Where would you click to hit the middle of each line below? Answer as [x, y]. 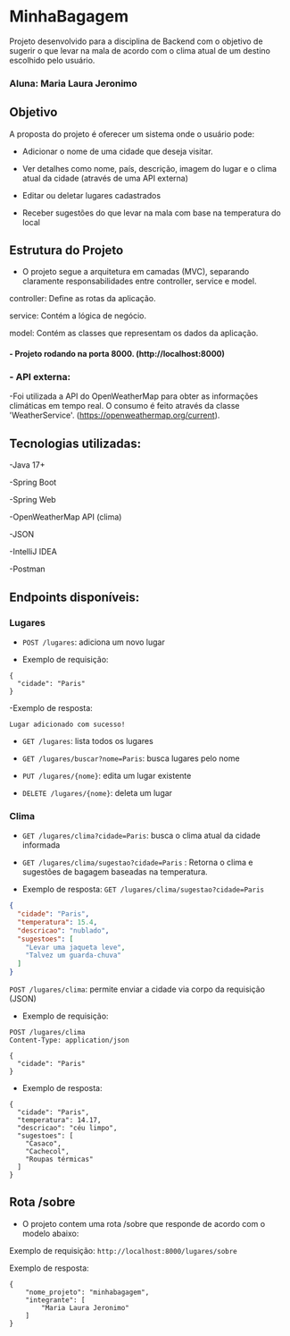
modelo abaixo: [50, 1233]
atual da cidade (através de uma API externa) [105, 178]
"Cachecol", [47, 1152]
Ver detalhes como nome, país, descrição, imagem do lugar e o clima [149, 168]
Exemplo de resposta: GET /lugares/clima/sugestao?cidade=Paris [143, 889]
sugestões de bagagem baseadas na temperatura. [115, 872]
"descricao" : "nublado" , [63, 930]
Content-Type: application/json [69, 1040]
